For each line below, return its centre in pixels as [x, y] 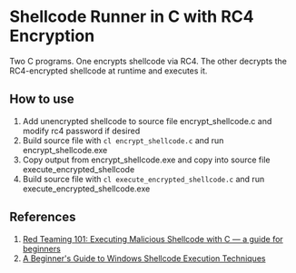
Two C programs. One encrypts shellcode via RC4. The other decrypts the [148, 61]
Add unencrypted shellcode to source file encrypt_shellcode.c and [147, 121]
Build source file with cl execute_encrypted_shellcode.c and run [143, 179]
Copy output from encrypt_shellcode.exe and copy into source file [146, 160]
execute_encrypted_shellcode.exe [86, 189]
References [43, 217]
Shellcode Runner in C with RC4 [132, 17]
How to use [42, 99]
